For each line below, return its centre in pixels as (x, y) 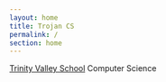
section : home (36, 43)
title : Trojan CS (42, 26)
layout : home (34, 18)
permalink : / (34, 34)
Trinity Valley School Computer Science (83, 68)
